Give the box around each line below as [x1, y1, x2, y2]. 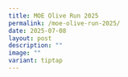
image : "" [8, 49, 42, 57]
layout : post [8, 34, 52, 43]
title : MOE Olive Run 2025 [8, 11, 99, 20]
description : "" [8, 42, 63, 50]
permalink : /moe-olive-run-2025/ [8, 19, 121, 27]
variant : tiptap [8, 57, 63, 65]
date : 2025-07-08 [8, 26, 67, 34]
